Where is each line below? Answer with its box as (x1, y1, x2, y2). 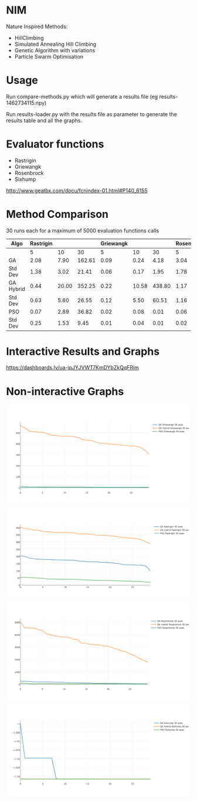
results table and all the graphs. (6, 117, 82, 124)
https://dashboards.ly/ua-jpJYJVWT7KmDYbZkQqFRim (6, 364, 140, 371)
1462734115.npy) (6, 99, 47, 106)
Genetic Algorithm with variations (14, 46, 96, 53)
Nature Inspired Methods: (6, 23, 68, 30)
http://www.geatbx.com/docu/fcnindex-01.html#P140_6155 (6, 187, 148, 194)
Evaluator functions (6, 137, 104, 151)
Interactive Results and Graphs (6, 345, 160, 358)
